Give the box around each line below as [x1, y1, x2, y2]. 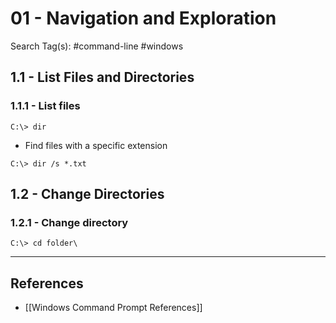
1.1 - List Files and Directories [10, 69, 195, 86]
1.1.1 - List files [10, 99, 81, 113]
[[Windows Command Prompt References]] [24, 302, 203, 314]
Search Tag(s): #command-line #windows [10, 40, 184, 52]
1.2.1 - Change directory [10, 215, 129, 229]
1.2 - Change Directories [10, 186, 165, 203]
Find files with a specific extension [24, 139, 168, 151]
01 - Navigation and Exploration [10, 7, 277, 30]
